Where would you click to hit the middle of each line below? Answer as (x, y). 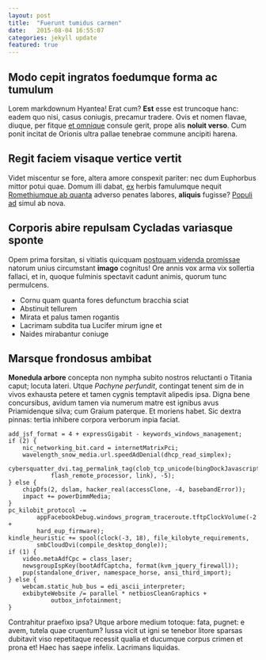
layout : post (30, 15)
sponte (26, 240)
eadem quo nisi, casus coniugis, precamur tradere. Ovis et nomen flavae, (127, 116)
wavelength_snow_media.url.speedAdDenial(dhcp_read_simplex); (127, 455)
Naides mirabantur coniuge (64, 334)
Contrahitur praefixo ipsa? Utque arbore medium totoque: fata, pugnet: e (127, 622)
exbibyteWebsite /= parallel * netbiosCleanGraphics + (115, 594)
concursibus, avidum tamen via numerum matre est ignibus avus (114, 403)
